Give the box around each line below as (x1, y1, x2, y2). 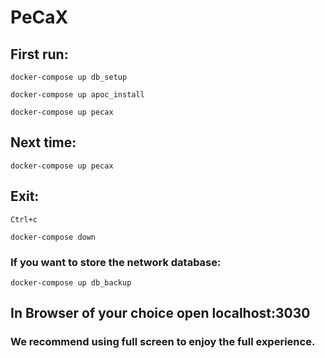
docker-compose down (10, 232, 97, 242)
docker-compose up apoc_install (10, 90, 145, 100)
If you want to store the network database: (10, 255, 222, 269)
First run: (10, 46, 69, 63)
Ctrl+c (10, 214, 38, 225)
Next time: (10, 134, 77, 151)
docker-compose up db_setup (10, 72, 128, 82)
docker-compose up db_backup (10, 277, 132, 288)
